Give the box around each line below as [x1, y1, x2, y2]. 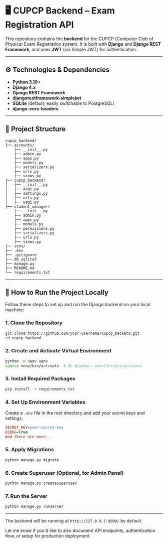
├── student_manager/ [5, 204, 50, 209]
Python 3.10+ [12, 79, 41, 85]
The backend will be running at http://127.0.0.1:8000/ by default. [5, 518, 142, 524]
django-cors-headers [12, 105, 59, 111]
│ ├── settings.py [5, 191, 48, 196]
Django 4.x [12, 84, 36, 90]
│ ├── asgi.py [5, 186, 39, 192]
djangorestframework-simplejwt [12, 95, 81, 101]
